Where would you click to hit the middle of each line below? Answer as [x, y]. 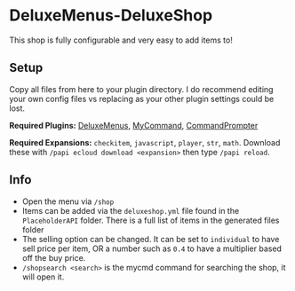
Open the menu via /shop [68, 201]
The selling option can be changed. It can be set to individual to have [151, 239]
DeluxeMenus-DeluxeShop [111, 16]
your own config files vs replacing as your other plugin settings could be [142, 98]
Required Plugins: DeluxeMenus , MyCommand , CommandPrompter [134, 125]
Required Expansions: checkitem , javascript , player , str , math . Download [145, 142]
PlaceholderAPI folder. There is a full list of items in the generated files [151, 220]
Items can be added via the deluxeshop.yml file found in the [131, 210]
